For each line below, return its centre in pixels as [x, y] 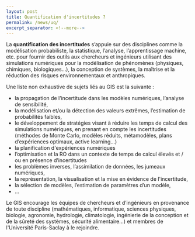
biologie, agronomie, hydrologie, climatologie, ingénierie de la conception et [97, 215]
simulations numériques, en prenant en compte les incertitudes [90, 129]
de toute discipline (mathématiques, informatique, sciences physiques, [91, 209]
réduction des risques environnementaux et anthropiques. [76, 75]
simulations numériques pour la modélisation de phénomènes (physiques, [95, 63]
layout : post [22, 11]
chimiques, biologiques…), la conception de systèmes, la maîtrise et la [90, 69]
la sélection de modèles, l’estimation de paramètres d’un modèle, [93, 186]
